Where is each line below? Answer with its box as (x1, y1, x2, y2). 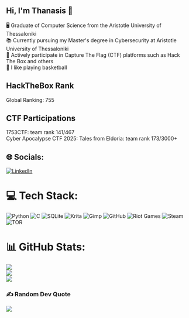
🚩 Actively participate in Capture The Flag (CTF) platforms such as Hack (6, 51, 180, 59)
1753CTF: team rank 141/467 (6, 129, 75, 136)
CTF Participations (6, 114, 76, 124)
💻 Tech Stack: (6, 189, 78, 203)
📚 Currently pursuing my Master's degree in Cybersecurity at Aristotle (6, 36, 177, 44)
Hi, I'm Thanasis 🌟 (6, 6, 73, 16)
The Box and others (6, 57, 54, 64)
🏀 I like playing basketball (6, 64, 67, 71)
